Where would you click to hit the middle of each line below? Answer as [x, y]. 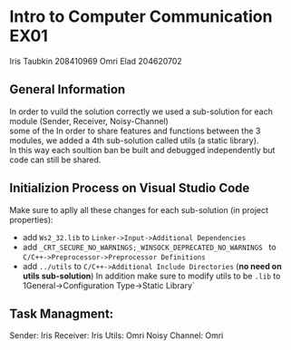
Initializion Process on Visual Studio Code [130, 188]
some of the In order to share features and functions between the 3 [135, 131]
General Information [68, 89]
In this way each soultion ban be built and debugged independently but [142, 150]
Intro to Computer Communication [141, 17]
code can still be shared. [55, 160]
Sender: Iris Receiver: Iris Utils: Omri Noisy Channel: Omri [116, 335]
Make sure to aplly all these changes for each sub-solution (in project [139, 209]
